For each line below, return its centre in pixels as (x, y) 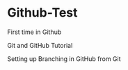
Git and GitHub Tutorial (40, 45)
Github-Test (42, 13)
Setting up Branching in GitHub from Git (64, 59)
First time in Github (34, 32)
